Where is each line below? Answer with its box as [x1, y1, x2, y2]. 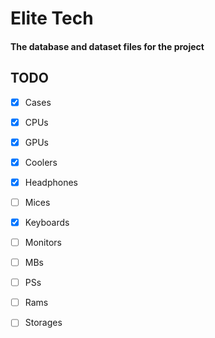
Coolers [24, 156, 58, 168]
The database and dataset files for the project [10, 40, 205, 52]
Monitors [24, 237, 62, 249]
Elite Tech [10, 7, 94, 30]
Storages [24, 317, 63, 329]
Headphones [24, 176, 78, 188]
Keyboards [24, 216, 70, 228]
